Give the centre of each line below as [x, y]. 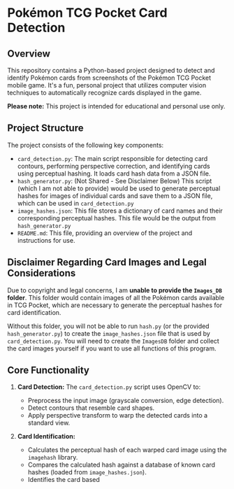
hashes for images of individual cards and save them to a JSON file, [115, 196]
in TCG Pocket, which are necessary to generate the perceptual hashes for [115, 305]
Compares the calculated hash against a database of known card [121, 465]
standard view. [49, 423]
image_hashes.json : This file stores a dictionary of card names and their [120, 211]
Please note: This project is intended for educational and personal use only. [116, 106]
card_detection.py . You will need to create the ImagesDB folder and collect [114, 341]
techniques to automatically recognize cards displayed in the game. [104, 93]
